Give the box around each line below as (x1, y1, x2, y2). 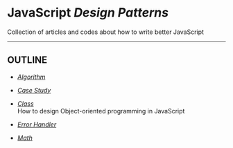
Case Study (17, 86, 51, 94)
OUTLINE (7, 54, 48, 66)
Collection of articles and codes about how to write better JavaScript (7, 28, 205, 36)
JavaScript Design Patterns (7, 5, 169, 21)
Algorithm (17, 73, 46, 81)
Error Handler (17, 120, 57, 129)
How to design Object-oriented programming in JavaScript (17, 107, 185, 115)
